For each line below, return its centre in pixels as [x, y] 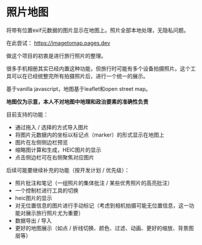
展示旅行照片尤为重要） [55, 213]
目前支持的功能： [27, 114]
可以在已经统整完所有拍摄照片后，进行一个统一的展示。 [80, 76]
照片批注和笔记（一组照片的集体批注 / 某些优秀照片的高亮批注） [94, 183]
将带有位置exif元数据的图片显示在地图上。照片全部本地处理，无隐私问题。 [98, 30]
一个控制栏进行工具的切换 [47, 190]
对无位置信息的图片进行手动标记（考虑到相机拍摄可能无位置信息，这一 [102, 205]
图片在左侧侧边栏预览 [41, 142]
